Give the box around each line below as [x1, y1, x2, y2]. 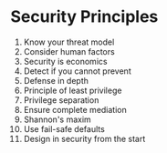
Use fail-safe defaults [23, 123, 106, 134]
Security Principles [10, 6, 159, 27]
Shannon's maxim [23, 114, 92, 125]
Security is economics [23, 56, 108, 66]
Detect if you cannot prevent [23, 66, 131, 76]
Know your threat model [23, 36, 115, 47]
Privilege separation [23, 94, 99, 106]
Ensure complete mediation [23, 104, 127, 115]
